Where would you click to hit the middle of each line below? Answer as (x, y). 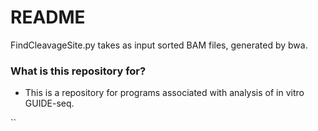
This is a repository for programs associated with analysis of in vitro (164, 93)
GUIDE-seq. (49, 103)
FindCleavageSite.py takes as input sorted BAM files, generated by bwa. (159, 45)
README (48, 17)
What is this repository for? (78, 71)
